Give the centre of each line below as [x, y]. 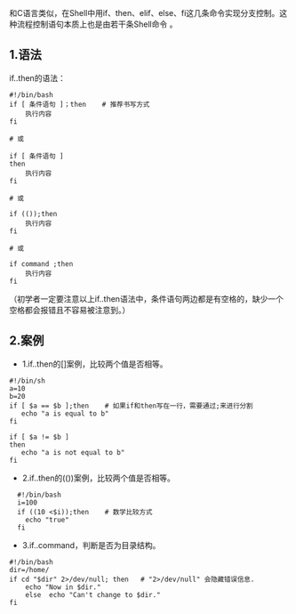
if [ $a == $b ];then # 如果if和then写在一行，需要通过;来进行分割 [131, 406]
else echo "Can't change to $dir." [93, 594]
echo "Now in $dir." [63, 587]
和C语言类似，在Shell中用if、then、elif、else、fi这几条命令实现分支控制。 [144, 13]
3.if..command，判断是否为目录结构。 [91, 545]
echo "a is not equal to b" [73, 452]
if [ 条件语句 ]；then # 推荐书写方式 [80, 104]
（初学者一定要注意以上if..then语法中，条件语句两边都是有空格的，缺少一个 [147, 299]
